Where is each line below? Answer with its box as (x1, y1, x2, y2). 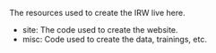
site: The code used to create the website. (22, 25, 178, 34)
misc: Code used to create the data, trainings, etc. (22, 34, 208, 44)
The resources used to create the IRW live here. (9, 8, 186, 18)
